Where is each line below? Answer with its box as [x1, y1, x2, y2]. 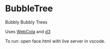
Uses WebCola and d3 [5, 28, 51, 34]
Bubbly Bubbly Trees [5, 19, 48, 25]
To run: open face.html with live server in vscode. [5, 38, 106, 44]
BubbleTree [5, 3, 53, 14]
